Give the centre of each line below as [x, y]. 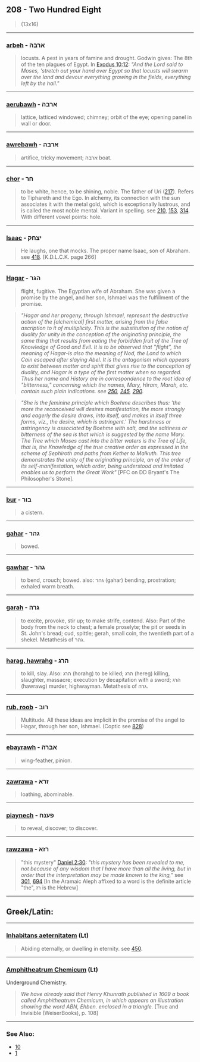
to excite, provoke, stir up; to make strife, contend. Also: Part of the [103, 621]
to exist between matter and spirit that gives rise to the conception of [106, 366]
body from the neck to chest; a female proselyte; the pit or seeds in [103, 626]
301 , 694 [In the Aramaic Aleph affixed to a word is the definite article [106, 881]
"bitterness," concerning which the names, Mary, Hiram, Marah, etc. [105, 385]
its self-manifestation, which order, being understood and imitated [102, 466]
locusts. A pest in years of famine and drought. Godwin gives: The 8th [107, 58]
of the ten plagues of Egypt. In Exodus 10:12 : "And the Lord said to [102, 64]
